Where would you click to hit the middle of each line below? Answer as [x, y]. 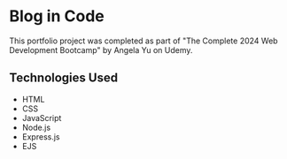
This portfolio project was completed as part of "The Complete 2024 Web [143, 41]
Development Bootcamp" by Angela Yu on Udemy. [101, 49]
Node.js [36, 127]
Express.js [41, 136]
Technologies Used [63, 78]
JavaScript [42, 117]
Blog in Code [57, 16]
